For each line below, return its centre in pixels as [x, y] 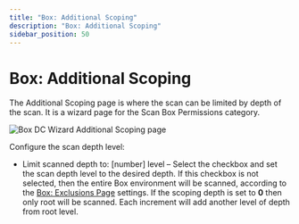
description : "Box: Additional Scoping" [86, 26]
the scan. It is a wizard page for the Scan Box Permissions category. [135, 112]
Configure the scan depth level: [67, 147]
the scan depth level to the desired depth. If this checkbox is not [140, 174]
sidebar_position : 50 [50, 34]
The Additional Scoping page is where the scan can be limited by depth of [145, 103]
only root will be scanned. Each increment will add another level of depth [156, 203]
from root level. [50, 212]
